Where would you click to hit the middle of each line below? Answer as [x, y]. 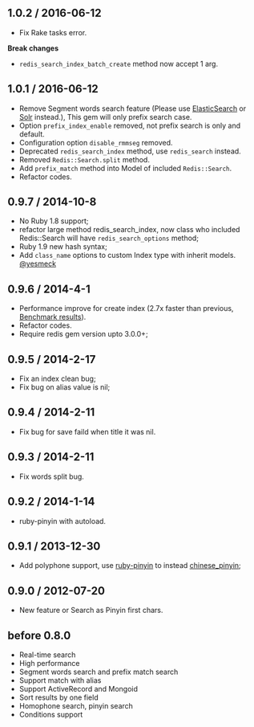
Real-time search [47, 655]
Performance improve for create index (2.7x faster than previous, [126, 308]
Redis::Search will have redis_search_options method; [109, 238]
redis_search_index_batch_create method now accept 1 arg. [118, 63]
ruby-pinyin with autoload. [62, 521]
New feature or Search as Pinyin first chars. [91, 611]
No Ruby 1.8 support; [54, 221]
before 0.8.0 [39, 635]
